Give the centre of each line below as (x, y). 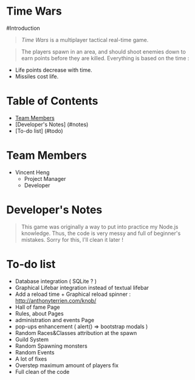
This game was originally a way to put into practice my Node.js (100, 227)
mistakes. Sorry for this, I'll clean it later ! (72, 239)
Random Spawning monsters (51, 346)
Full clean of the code (42, 371)
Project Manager (45, 178)
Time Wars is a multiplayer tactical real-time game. (85, 40)
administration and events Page (55, 320)
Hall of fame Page (38, 307)
